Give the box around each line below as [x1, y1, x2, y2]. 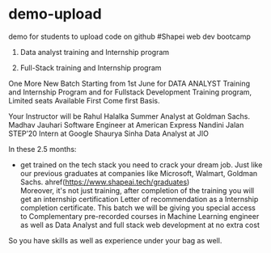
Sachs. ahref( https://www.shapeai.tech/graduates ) [19, 177, 190, 187]
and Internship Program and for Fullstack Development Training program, [8, 86, 252, 97]
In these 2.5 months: [8, 144, 77, 154]
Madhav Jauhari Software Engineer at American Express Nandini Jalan [8, 120, 244, 129]
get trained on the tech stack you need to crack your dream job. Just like [19, 159, 263, 170]
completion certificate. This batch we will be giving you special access [19, 203, 256, 213]
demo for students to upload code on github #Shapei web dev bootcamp [8, 32, 251, 41]
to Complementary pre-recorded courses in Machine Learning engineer [19, 211, 260, 221]
